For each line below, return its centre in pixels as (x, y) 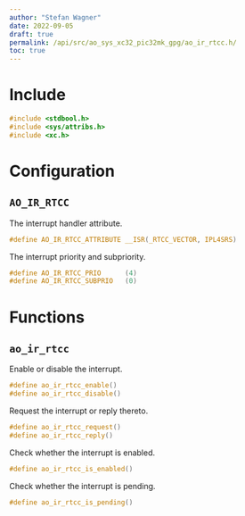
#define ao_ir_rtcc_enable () (63, 386)
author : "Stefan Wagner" (55, 17)
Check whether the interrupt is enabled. (82, 453)
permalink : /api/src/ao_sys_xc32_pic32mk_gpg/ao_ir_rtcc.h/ (123, 42)
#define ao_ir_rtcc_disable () (65, 394)
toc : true (28, 51)
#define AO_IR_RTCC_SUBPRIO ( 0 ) (73, 281)
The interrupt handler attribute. (66, 223)
